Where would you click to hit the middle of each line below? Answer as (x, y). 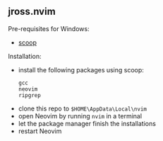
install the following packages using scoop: (81, 69)
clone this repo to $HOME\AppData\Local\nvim (83, 108)
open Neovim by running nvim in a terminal (80, 115)
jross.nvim (32, 12)
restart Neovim (40, 131)
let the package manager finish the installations (87, 123)
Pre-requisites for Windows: (49, 28)
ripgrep (29, 95)
